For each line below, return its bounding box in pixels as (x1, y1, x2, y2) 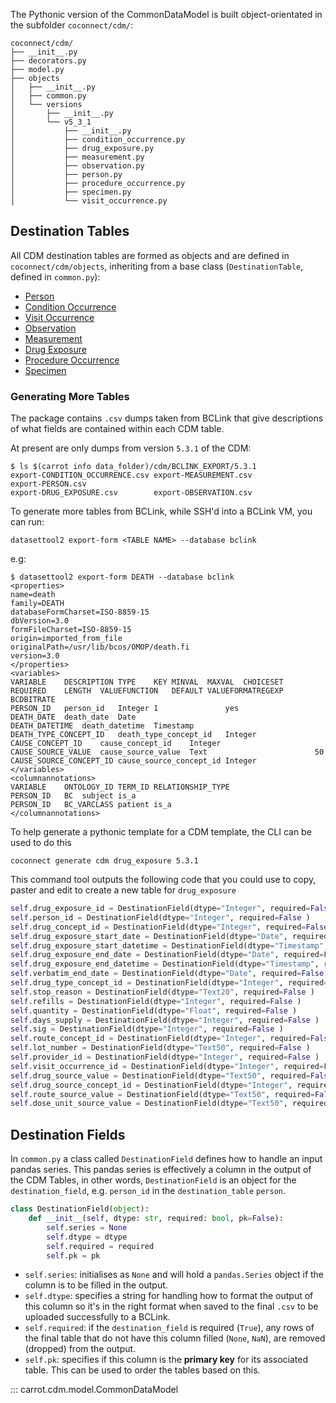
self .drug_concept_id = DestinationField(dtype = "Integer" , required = (10, 922, 307, 932)
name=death (10, 590, 56, 600)
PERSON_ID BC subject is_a (10, 791, 137, 801)
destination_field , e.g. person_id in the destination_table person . (10, 1185, 287, 1197)
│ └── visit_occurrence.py (10, 196, 168, 206)
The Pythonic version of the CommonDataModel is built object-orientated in (10, 9, 323, 20)
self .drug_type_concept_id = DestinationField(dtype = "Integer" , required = (10, 978, 329, 988)
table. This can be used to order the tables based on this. (24, 1364, 261, 1376)
